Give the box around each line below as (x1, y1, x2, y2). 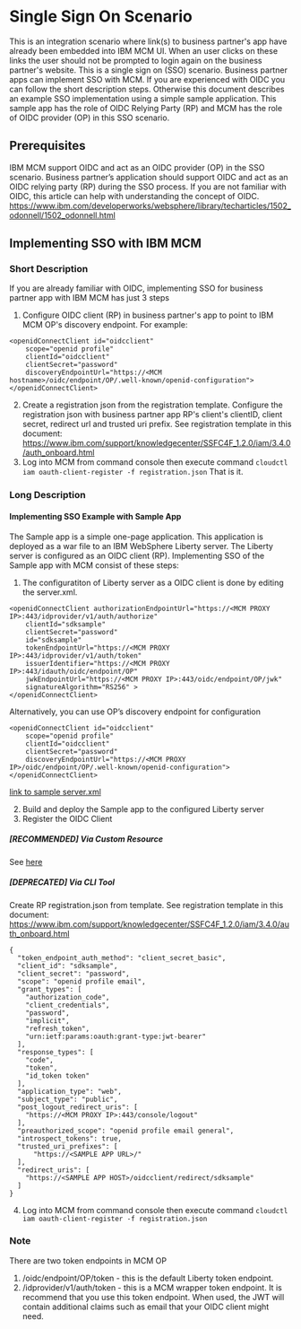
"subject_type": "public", (17, 1095, 118, 1104)
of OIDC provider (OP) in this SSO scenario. (9, 112, 170, 123)
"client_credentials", (25, 1001, 110, 1010)
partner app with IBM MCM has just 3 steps (9, 293, 170, 303)
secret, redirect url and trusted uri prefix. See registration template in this (21, 419, 292, 430)
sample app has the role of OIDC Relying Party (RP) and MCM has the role (9, 102, 283, 113)
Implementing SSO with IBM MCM (9, 236, 202, 251)
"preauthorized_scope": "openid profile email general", (17, 1126, 235, 1135)
